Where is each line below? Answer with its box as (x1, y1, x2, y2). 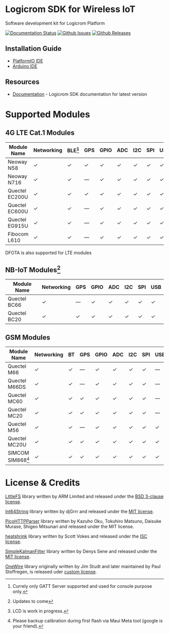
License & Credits (5, 477, 80, 488)
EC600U (8, 207, 29, 215)
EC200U (8, 193, 29, 200)
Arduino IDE (12, 63, 38, 69)
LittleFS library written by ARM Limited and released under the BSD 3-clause (5, 493, 164, 499)
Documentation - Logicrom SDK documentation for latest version (12, 91, 147, 97)
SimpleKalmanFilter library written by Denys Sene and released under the (5, 549, 157, 555)
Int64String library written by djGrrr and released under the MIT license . (5, 508, 154, 514)
